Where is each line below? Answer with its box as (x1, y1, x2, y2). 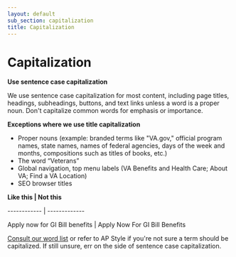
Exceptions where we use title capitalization (7, 120, 141, 128)
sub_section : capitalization (7, 17, 94, 24)
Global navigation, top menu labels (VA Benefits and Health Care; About (17, 164, 228, 173)
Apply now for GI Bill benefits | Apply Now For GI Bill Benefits (7, 221, 186, 229)
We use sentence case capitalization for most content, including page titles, (7, 92, 230, 100)
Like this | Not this (7, 193, 62, 202)
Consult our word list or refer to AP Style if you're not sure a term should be (7, 234, 229, 243)
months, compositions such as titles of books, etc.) (17, 149, 168, 158)
